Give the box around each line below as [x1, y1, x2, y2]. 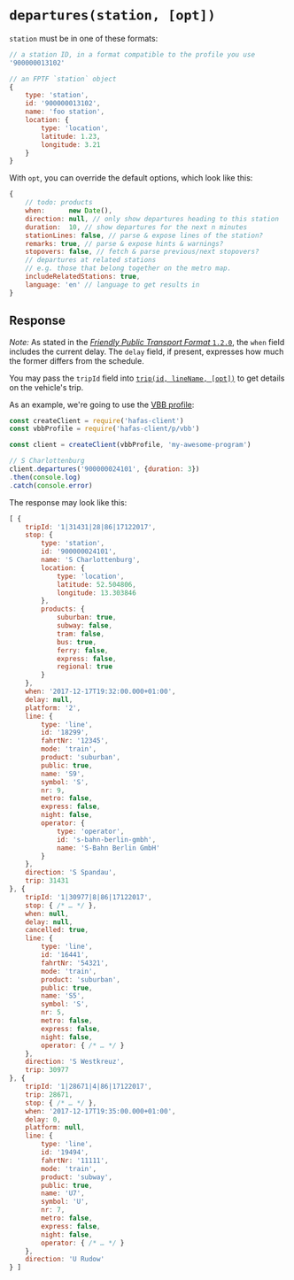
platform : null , [25, 1123, 86, 1132]
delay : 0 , [25, 1114, 62, 1124]
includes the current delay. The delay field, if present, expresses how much [9, 346, 284, 357]
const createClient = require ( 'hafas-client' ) [9, 416, 184, 425]
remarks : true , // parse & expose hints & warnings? [25, 239, 224, 248]
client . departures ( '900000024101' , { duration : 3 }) [9, 465, 200, 474]
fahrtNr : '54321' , [41, 959, 109, 968]
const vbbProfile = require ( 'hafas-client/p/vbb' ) [9, 424, 200, 434]
